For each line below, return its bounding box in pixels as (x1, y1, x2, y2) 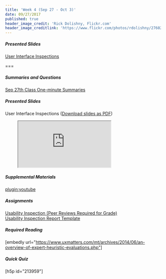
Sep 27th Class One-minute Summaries (5, 87, 85, 93)
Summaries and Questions (5, 74, 61, 80)
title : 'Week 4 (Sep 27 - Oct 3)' (5, 7, 77, 12)
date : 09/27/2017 (5, 12, 41, 17)
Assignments (5, 197, 33, 203)
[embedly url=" (5, 239, 36, 245)
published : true (5, 16, 39, 21)
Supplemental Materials (5, 174, 56, 180)
